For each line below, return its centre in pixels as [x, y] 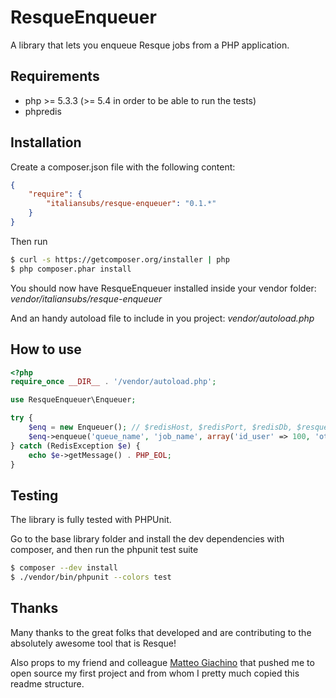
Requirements [55, 76]
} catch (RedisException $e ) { [75, 446]
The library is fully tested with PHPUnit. [91, 520]
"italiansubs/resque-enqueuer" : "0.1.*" [131, 204]
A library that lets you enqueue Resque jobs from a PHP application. [150, 45]
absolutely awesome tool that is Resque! [93, 643]
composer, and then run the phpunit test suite [104, 550]
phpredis [43, 111]
